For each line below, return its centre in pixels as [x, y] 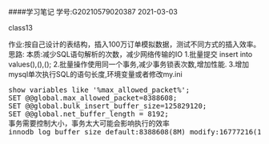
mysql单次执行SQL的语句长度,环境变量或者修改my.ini [95, 74]
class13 [21, 28]
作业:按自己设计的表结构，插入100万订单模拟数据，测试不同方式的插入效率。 [134, 44]
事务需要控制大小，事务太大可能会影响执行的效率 [89, 124]
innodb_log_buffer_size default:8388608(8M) [97, 132]
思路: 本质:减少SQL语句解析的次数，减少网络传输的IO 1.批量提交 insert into [130, 54]
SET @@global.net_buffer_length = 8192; [89, 114]
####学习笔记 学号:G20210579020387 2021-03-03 [93, 12]
